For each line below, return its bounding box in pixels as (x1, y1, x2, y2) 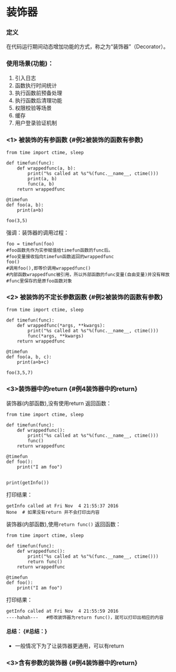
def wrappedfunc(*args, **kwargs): (17, 323, 106, 329)
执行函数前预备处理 (14, 89, 63, 96)
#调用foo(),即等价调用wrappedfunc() (6, 265, 91, 271)
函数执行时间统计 (14, 81, 57, 89)
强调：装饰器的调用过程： (6, 229, 69, 237)
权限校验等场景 (14, 104, 52, 111)
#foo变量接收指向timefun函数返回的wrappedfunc (6, 254, 115, 260)
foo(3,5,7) (6, 370, 33, 376)
